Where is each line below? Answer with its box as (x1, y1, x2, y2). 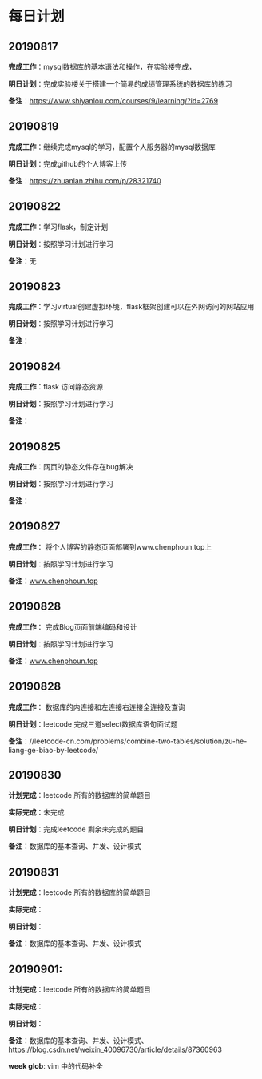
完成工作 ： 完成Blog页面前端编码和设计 (8, 622, 137, 631)
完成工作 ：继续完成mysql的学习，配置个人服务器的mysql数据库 (8, 142, 216, 151)
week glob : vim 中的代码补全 (8, 1061, 104, 1070)
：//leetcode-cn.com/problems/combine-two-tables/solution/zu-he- (22, 736, 248, 746)
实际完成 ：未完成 (8, 807, 65, 817)
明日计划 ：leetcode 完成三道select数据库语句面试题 (8, 719, 178, 729)
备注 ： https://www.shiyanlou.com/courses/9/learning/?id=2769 (8, 96, 218, 105)
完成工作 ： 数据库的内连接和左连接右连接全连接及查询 (8, 702, 185, 711)
